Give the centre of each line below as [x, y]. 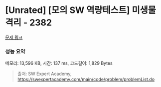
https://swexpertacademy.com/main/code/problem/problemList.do [86, 80]
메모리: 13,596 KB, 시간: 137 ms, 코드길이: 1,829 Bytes [59, 63]
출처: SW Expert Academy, [44, 74]
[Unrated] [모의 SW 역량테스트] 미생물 [80, 10]
